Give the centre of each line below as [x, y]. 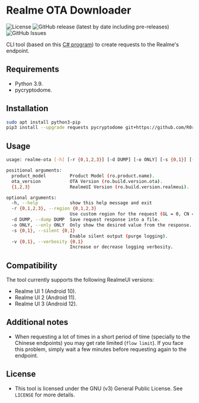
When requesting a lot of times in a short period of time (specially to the [102, 336]
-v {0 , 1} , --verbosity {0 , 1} [47, 241]
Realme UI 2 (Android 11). [45, 298]
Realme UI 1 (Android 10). [45, 291]
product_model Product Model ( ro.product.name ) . [83, 176]
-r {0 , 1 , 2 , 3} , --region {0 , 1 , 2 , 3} [54, 209]
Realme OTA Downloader [69, 10]
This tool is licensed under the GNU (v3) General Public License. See [99, 388]
